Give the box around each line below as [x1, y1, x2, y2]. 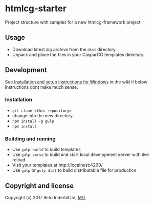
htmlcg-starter [5, 3, 67, 14]
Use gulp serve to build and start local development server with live [12, 152, 149, 157]
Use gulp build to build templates [12, 147, 81, 153]
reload [12, 157, 25, 163]
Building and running [5, 135, 56, 142]
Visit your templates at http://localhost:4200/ [12, 162, 103, 168]
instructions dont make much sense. [5, 84, 78, 90]
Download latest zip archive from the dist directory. [12, 46, 117, 52]
